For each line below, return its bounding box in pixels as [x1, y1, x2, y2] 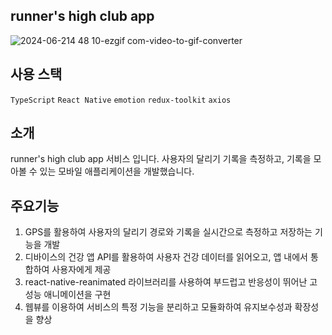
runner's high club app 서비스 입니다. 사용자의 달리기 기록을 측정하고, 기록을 [10, 153, 312, 165]
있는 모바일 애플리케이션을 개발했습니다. [39, 165, 195, 178]
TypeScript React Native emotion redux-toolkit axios [10, 95, 232, 105]
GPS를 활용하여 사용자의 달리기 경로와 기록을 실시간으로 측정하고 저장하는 [24, 226, 313, 238]
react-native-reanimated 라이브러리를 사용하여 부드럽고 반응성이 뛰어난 [24, 276, 308, 288]
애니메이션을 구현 [43, 289, 112, 301]
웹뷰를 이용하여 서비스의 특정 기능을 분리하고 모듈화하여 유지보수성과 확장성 [24, 301, 320, 313]
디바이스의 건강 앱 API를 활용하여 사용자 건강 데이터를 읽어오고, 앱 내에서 [24, 251, 308, 263]
